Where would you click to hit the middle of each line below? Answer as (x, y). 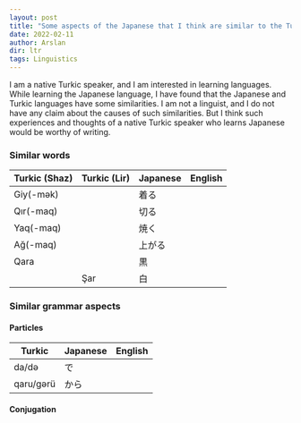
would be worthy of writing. (60, 132)
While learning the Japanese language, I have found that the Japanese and (148, 94)
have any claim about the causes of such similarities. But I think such (137, 113)
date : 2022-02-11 (42, 34)
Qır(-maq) (36, 211)
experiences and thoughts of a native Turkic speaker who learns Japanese (147, 123)
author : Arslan (38, 42)
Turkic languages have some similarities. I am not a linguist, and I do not (142, 103)
